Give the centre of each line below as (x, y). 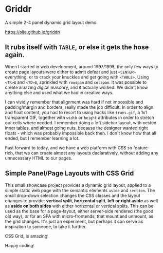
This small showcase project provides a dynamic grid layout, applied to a (78, 185)
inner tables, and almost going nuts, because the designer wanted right (77, 128)
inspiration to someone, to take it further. (46, 226)
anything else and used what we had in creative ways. (59, 92)
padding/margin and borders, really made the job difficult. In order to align (79, 107)
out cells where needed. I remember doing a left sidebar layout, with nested (81, 122)
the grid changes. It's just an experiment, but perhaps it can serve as (74, 221)
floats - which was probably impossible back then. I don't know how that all (81, 133)
